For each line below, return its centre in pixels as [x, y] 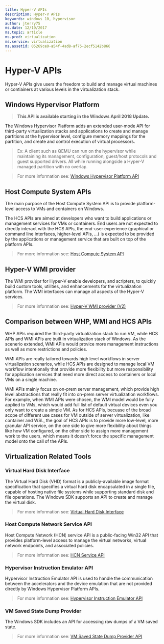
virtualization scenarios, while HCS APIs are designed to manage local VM [80, 364]
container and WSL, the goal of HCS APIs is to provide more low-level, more [82, 420]
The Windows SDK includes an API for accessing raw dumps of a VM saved [82, 622]
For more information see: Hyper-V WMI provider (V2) [71, 306]
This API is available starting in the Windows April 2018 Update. [83, 116]
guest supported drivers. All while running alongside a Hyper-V [81, 161]
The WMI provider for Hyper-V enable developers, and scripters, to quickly [81, 281]
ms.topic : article [24, 32]
